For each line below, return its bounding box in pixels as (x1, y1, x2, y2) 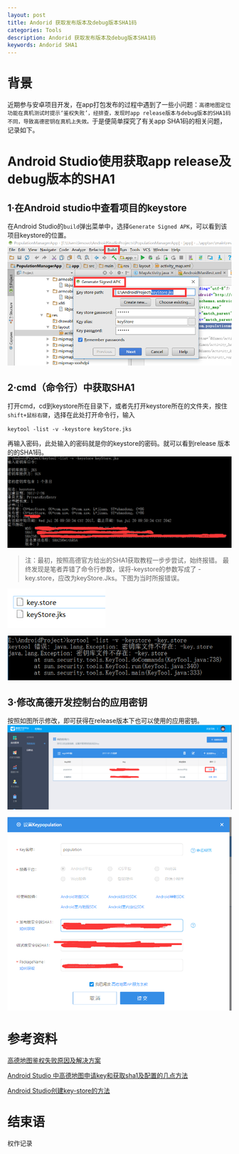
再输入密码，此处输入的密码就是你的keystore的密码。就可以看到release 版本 (7, 439, 230, 448)
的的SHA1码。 (7, 448, 48, 456)
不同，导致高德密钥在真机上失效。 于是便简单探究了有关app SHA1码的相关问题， (7, 117, 226, 126)
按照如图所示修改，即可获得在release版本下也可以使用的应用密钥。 (7, 717, 204, 725)
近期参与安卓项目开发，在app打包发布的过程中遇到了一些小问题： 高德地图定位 (7, 101, 231, 109)
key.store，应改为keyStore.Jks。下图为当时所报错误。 (24, 574, 184, 583)
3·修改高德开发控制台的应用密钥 (7, 696, 148, 708)
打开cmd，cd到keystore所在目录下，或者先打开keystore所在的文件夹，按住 (7, 402, 228, 410)
